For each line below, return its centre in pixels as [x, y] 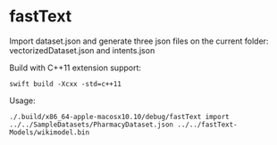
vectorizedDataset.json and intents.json [82, 50]
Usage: [22, 101]
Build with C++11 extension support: [75, 68]
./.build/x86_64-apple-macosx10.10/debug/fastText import [119, 117]
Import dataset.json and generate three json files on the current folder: [139, 41]
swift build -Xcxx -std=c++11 [66, 84]
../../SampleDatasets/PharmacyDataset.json [92, 125]
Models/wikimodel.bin [50, 132]
